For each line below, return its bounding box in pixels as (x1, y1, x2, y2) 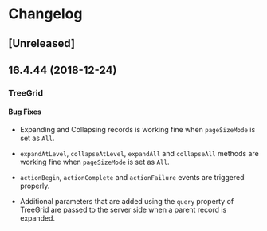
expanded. (19, 213, 56, 223)
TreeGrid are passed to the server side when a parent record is (19, 205, 227, 215)
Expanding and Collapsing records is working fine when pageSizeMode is (19, 125, 256, 135)
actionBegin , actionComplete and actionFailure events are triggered (19, 173, 245, 182)
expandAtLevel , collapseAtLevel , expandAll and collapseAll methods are (19, 149, 259, 159)
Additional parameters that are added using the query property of (19, 197, 234, 206)
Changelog (8, 5, 83, 23)
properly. (19, 181, 50, 191)
